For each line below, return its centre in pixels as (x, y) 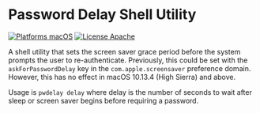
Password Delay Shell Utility (102, 15)
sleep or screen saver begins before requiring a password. (104, 100)
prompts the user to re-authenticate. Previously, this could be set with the (128, 60)
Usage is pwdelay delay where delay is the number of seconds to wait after (130, 92)
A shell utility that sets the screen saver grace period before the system (124, 51)
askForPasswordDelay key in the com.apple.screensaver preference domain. (130, 68)
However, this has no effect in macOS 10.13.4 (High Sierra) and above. (122, 77)
